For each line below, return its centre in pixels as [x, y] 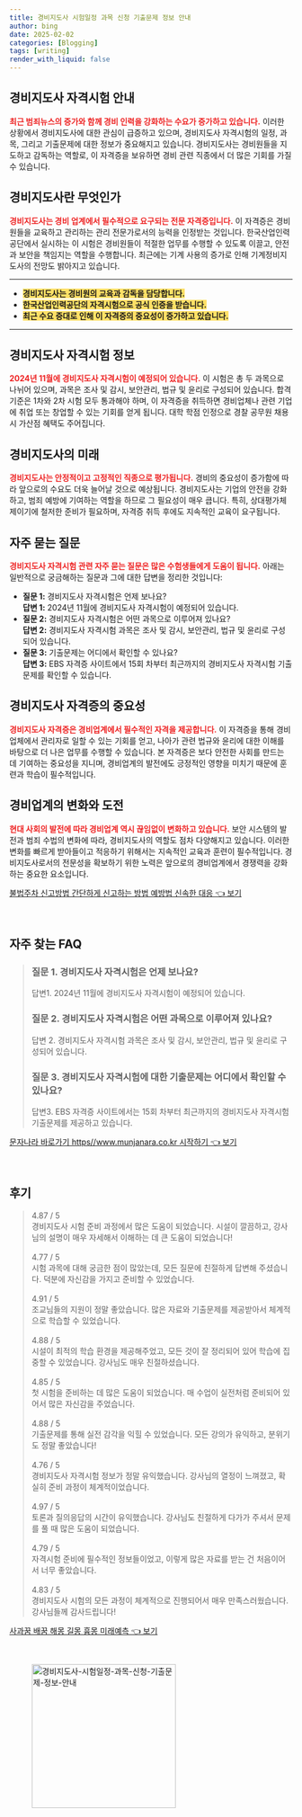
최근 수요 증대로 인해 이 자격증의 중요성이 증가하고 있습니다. [125, 316]
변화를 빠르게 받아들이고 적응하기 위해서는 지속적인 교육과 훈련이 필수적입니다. [146, 851]
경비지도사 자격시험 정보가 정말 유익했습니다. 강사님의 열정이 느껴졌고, [154, 1475]
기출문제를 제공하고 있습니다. [82, 1122]
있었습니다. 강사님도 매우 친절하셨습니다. [129, 1362]
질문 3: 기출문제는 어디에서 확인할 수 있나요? [100, 653]
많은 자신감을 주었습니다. [92, 1403]
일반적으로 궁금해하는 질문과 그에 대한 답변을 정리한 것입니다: [116, 577]
